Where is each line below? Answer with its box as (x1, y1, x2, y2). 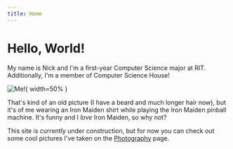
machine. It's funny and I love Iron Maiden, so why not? (7, 113, 167, 121)
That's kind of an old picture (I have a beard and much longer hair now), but (7, 98, 227, 106)
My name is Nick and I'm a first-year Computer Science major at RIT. (7, 64, 206, 72)
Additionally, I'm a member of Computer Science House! (7, 71, 170, 79)
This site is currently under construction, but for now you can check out (7, 127, 215, 135)
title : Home (7, 10, 42, 17)
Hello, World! (7, 40, 86, 56)
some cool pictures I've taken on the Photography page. (7, 134, 170, 142)
